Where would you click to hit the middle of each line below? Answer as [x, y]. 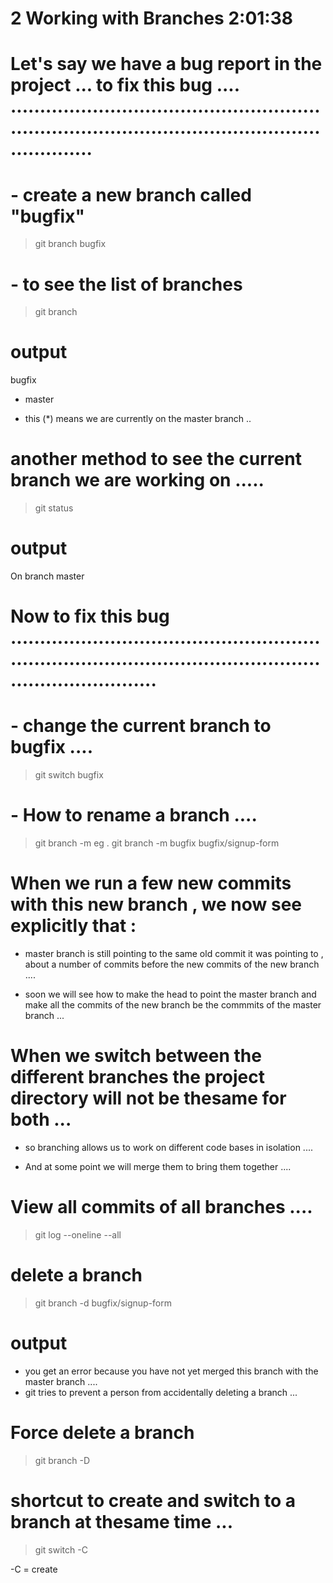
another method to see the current [156, 459]
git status [54, 508]
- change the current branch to [141, 726]
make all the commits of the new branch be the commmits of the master [173, 1005]
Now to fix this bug [90, 616]
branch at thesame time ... [122, 1521]
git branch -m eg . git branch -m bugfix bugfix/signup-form [157, 843]
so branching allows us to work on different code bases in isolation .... [168, 1147]
